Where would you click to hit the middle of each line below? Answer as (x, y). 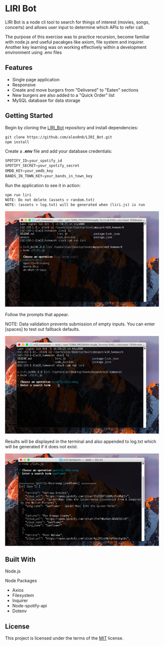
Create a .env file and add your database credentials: (59, 151)
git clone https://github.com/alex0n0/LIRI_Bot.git (59, 137)
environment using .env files (33, 52)
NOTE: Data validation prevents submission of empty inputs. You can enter (80, 324)
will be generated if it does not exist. (41, 447)
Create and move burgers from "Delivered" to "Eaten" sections (75, 90)
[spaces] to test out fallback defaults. (43, 329)
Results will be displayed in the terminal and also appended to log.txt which (81, 441)
